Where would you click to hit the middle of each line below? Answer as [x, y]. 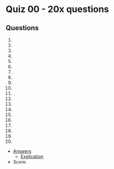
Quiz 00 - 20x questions [58, 9]
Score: [20, 162]
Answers [22, 151]
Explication [32, 156]
